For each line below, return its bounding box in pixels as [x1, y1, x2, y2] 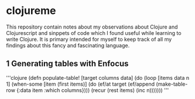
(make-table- [156, 80, 188, 87]
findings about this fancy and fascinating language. [6, 42, 130, 49]
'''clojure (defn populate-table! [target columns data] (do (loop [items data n [6, 74, 190, 81]
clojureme [6, 4, 56, 17]
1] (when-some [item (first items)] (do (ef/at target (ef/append [6, 80, 155, 87]
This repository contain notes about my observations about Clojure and [6, 23, 178, 30]
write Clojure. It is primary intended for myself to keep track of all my [6, 36, 172, 43]
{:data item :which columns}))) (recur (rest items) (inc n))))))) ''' [16, 86, 169, 94]
